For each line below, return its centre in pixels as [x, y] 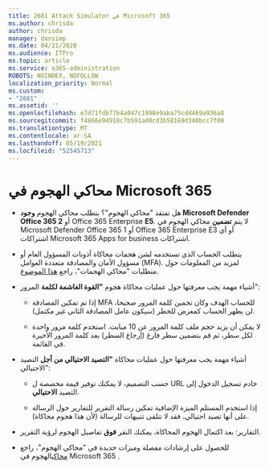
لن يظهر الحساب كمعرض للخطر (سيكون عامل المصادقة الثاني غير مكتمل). [143, 311]
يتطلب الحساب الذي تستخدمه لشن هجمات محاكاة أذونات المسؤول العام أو [131, 254]
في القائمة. [49, 344]
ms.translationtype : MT [48, 128]
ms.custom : [26, 91]
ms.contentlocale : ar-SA [50, 135]
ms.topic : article [39, 61]
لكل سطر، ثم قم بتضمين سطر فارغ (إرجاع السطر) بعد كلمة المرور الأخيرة [142, 335]
